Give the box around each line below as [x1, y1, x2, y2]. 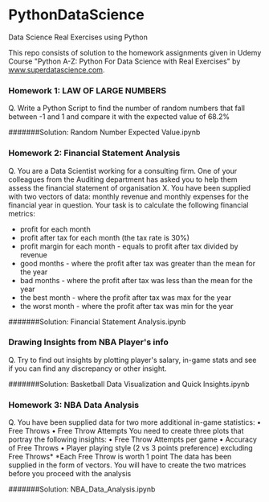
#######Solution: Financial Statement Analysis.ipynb [8, 316, 186, 327]
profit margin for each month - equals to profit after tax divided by [19, 241, 238, 251]
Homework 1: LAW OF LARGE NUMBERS [8, 84, 167, 96]
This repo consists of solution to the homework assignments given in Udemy [8, 47, 262, 57]
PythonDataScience [8, 6, 145, 24]
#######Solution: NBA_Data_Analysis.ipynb [8, 484, 156, 494]
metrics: [8, 208, 36, 218]
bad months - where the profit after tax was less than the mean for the [19, 275, 253, 285]
